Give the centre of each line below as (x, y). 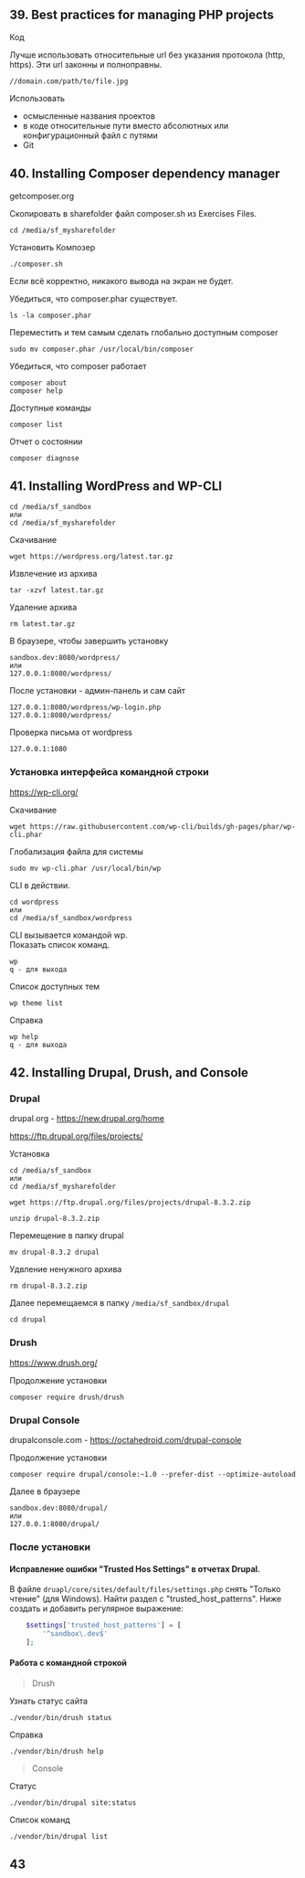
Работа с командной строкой (68, 1663)
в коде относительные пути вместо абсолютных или (126, 125)
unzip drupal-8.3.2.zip (55, 1219)
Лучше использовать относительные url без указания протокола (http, (147, 55)
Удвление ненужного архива (66, 1269)
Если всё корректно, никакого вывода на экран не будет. (121, 281)
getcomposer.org (42, 196)
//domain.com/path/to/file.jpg (69, 81)
